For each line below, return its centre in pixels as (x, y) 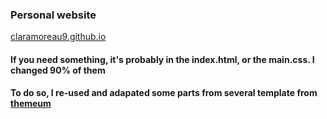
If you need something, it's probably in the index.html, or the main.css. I (162, 59)
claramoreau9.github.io (58, 37)
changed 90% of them (58, 70)
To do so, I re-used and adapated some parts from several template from (164, 93)
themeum (31, 104)
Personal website (53, 15)
